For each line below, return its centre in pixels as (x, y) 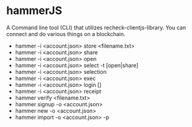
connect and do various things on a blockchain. (66, 34)
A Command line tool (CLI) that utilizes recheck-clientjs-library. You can (96, 27)
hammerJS (34, 11)
